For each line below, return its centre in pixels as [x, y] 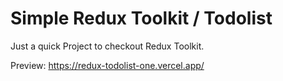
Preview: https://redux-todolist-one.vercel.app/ [107, 65]
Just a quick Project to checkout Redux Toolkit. [107, 46]
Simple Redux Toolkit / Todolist [141, 18]
